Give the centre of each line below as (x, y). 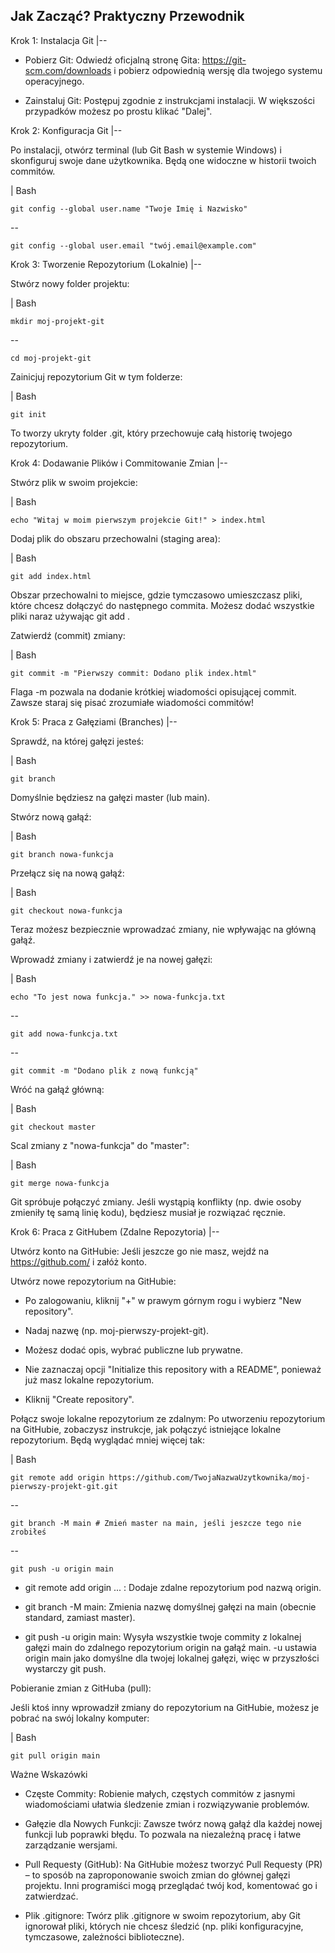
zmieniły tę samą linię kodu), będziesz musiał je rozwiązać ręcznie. (148, 1212)
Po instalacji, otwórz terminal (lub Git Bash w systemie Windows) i (146, 150)
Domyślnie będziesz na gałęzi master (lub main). (110, 797)
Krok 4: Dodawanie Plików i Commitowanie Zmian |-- (119, 463)
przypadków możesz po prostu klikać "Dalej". (118, 111)
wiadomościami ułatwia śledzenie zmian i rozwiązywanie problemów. (167, 1804)
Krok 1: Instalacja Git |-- (59, 40)
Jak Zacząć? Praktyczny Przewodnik (127, 16)
